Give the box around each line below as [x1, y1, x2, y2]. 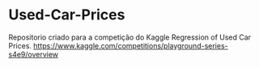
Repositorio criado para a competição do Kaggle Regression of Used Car [8, 32, 252, 42]
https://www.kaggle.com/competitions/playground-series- [33, 40, 228, 50]
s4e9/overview [8, 49, 59, 59]
